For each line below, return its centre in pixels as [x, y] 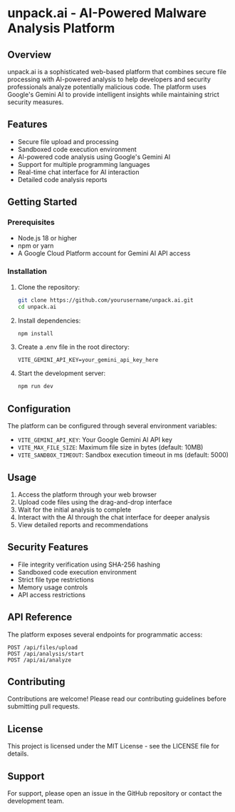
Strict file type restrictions [56, 579]
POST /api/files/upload [43, 647]
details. [18, 753]
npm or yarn [36, 245]
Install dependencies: [49, 320]
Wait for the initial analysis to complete [74, 509]
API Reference [40, 618]
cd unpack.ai [37, 307]
